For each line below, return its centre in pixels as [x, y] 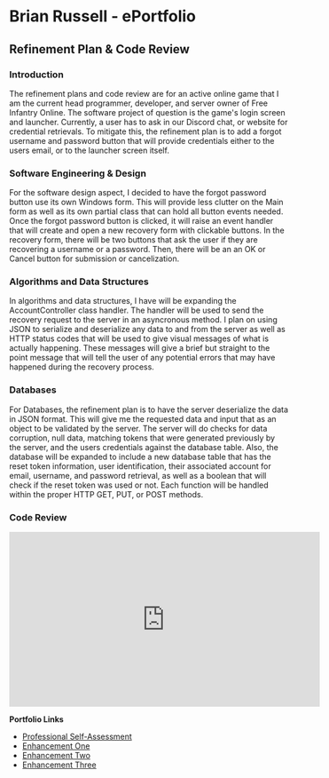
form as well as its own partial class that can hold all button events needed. [146, 211]
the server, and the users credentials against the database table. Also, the [144, 447]
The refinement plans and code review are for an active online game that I [144, 93]
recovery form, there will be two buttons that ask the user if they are [134, 240]
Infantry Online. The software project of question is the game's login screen [147, 112]
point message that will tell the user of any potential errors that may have [142, 358]
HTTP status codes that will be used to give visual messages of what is [139, 338]
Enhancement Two [56, 756]
